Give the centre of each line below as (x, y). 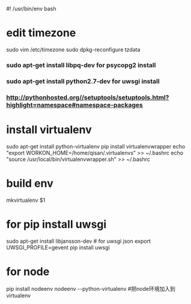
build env (30, 183)
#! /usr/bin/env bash (31, 9)
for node (28, 271)
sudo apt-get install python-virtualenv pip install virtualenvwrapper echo (96, 146)
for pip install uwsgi (56, 224)
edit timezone (41, 33)
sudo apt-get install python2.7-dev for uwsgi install (83, 81)
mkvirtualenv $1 (26, 200)
